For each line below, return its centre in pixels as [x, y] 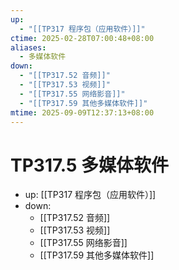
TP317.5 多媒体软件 [89, 165]
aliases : [28, 47]
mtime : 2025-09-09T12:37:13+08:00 [82, 112]
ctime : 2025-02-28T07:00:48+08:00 [82, 38]
